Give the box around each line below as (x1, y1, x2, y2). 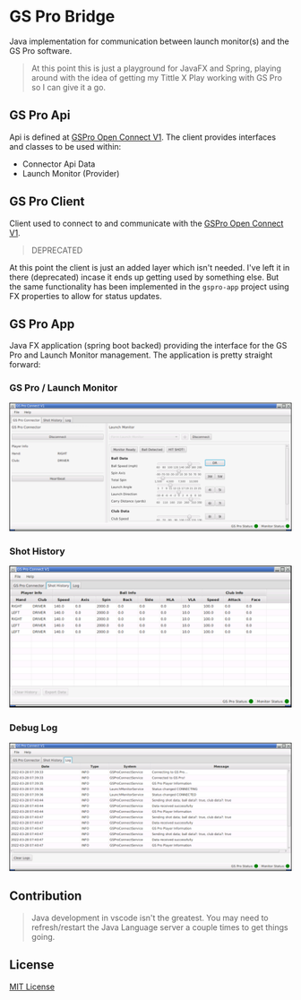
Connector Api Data (21, 159, 96, 169)
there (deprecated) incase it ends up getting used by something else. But (9, 272, 279, 282)
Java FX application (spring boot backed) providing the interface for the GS (9, 341, 288, 351)
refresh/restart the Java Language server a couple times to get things (30, 921, 288, 933)
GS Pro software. (9, 45, 73, 56)
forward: (9, 359, 41, 370)
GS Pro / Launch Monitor (9, 382, 118, 394)
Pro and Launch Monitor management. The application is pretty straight (9, 349, 273, 360)
